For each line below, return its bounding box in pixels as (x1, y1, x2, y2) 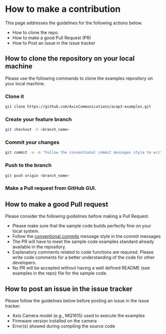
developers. (12, 260, 37, 266)
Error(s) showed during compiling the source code (12, 323, 115, 329)
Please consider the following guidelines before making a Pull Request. (5, 213, 150, 219)
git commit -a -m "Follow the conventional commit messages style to (5, 150, 152, 155)
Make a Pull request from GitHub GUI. (5, 185, 96, 192)
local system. (12, 228, 40, 234)
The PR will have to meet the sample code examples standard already (12, 239, 154, 245)
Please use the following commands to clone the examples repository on (5, 75, 153, 81)
